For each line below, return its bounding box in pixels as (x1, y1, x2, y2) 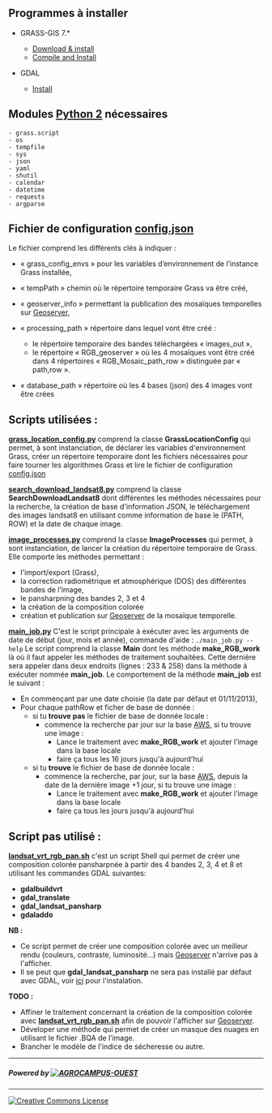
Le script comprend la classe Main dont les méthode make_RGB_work (24, 644, 261, 654)
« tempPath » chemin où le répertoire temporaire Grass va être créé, (19, 283, 249, 293)
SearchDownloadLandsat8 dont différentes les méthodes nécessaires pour (8, 493, 261, 503)
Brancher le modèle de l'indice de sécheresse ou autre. (19, 1042, 205, 1051)
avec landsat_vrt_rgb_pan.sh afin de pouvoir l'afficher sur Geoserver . (19, 1016, 255, 1025)
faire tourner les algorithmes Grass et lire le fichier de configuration (8, 460, 233, 470)
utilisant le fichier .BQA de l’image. (19, 1033, 135, 1043)
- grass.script (8, 129, 60, 137)
